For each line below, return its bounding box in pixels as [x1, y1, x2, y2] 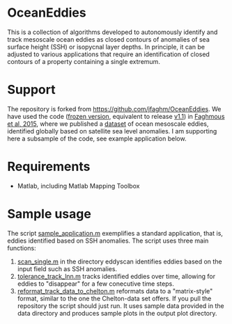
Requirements [7, 159, 91, 175]
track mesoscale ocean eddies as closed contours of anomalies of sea [7, 35, 210, 43]
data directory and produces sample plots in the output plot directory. [17, 309, 217, 317]
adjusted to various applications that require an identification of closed [7, 50, 210, 58]
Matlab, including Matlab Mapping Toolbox [17, 181, 140, 190]
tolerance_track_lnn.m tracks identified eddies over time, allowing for [17, 272, 216, 280]
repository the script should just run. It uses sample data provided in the [17, 301, 224, 310]
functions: [7, 243, 36, 252]
